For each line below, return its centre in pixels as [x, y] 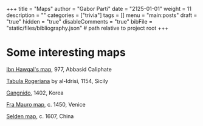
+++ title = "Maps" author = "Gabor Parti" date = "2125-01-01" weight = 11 [99, 9]
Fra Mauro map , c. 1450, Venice [46, 104]
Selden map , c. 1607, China [40, 116]
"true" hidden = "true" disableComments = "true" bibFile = [80, 22]
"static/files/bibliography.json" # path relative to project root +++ [88, 28]
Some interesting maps [66, 52]
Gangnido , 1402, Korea [35, 93]
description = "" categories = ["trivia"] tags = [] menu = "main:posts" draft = [102, 15]
